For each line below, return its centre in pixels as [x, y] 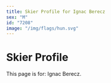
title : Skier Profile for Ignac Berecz [56, 12]
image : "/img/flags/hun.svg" [42, 28]
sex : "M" [17, 17]
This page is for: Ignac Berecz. [44, 74]
